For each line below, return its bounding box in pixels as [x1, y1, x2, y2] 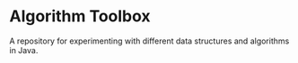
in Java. [9, 44, 39, 55]
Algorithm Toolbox [9, 6, 151, 27]
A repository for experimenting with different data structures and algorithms [9, 35, 290, 46]
